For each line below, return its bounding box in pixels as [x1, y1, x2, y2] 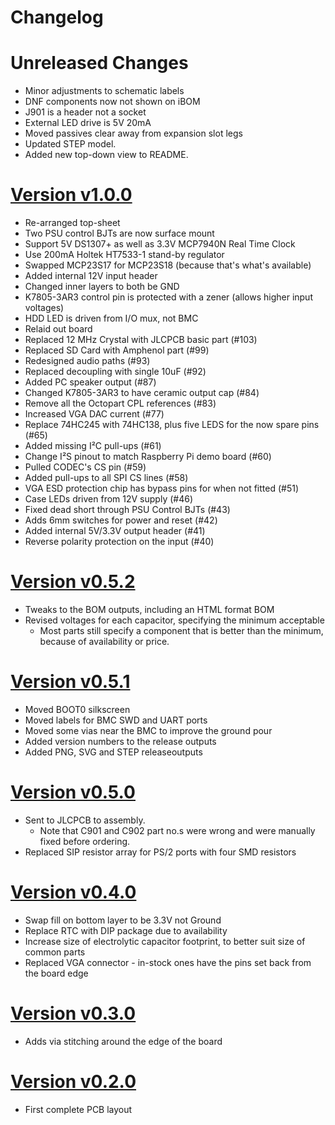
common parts [24, 946, 86, 958]
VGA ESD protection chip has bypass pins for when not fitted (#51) [24, 482, 300, 495]
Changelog [10, 6, 104, 29]
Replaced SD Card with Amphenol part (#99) [24, 344, 210, 356]
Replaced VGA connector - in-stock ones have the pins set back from [24, 956, 312, 968]
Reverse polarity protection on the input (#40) [24, 536, 215, 548]
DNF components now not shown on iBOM [24, 96, 201, 108]
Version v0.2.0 [10, 1070, 137, 1093]
